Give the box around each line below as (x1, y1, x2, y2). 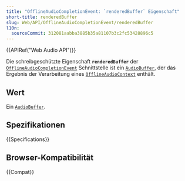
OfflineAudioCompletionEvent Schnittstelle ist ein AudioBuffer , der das (6, 64, 176, 71)
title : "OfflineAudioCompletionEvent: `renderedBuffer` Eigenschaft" (6, 8, 180, 15)
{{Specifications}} (6, 136, 50, 143)
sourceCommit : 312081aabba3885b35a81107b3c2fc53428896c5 (11, 31, 154, 36)
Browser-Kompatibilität (6, 153, 94, 163)
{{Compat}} (6, 168, 34, 175)
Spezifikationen (6, 120, 66, 130)
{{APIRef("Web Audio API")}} (6, 46, 76, 53)
